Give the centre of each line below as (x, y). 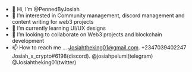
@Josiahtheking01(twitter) (44, 62)
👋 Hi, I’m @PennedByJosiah (46, 9)
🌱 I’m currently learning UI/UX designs (59, 28)
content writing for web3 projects (53, 22)
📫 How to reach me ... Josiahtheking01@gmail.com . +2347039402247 (99, 47)
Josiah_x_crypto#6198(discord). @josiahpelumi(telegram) (82, 56)
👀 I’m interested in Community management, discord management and (98, 15)
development (28, 41)
